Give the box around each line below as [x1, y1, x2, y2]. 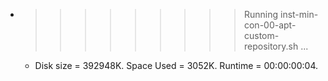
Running [243, 9, 279, 20]
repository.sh [243, 40, 299, 52]
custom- [243, 30, 280, 41]
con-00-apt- [243, 19, 297, 31]
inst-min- [279, 9, 319, 20]
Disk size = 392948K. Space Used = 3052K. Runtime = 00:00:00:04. [34, 60, 318, 71]
